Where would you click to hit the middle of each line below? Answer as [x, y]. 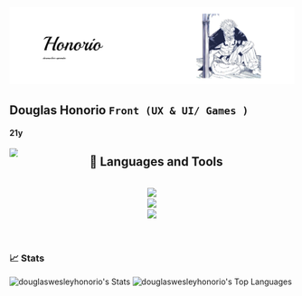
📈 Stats [27, 258]
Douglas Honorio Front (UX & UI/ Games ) [129, 110]
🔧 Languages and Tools [156, 162]
